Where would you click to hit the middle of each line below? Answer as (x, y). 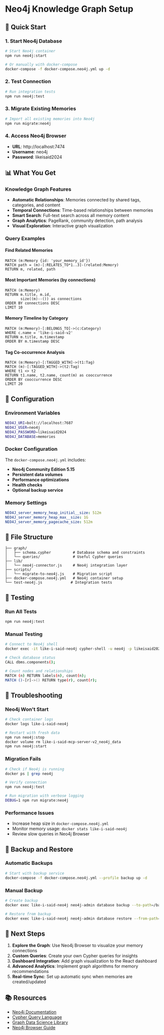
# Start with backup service (35, 873)
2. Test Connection (28, 82)
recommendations (30, 971)
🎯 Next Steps (25, 934)
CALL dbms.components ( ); (30, 662)
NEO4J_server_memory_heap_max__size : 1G (47, 517)
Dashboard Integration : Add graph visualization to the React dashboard (84, 961)
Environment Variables (33, 413)
